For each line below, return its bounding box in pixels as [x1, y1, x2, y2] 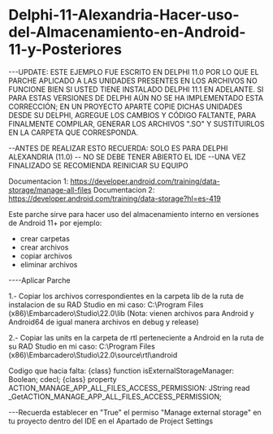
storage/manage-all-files [8, 184, 92, 194]
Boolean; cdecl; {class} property [8, 374, 117, 384]
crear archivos [19, 242, 69, 252]
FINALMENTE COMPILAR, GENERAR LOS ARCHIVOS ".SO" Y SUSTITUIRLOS [8, 119, 265, 128]
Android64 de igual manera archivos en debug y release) [8, 317, 199, 327]
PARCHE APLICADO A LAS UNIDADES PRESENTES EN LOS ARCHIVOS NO [8, 76, 258, 85]
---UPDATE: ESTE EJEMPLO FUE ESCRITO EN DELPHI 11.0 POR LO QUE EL [8, 67, 259, 76]
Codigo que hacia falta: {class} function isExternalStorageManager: [8, 366, 234, 375]
